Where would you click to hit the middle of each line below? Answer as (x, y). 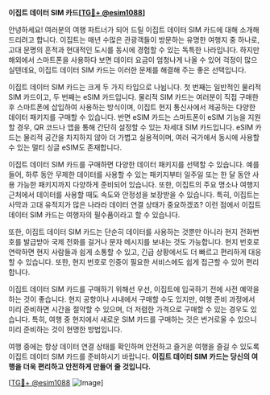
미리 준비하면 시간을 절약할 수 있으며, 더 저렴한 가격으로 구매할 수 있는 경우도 (129, 309)
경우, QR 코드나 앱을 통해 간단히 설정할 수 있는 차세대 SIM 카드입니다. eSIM (135, 127)
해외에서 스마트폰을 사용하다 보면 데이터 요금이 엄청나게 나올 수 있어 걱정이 (126, 60)
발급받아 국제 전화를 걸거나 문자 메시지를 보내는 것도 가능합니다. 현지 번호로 (141, 242)
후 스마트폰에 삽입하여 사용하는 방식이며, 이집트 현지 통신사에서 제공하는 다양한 (132, 107)
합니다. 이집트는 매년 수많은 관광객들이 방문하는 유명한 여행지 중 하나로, (148, 40)
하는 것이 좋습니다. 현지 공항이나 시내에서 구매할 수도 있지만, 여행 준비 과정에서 (132, 299)
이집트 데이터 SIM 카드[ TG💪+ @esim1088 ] (77, 12)
